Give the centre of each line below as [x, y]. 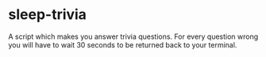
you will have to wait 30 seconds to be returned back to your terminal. [123, 44]
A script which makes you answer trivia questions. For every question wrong [133, 36]
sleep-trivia [48, 15]
